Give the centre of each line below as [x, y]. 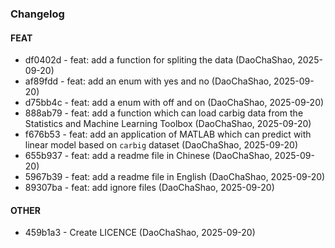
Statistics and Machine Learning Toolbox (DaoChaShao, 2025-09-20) [168, 124]
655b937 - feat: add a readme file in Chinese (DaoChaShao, [148, 156]
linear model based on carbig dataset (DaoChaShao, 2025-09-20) [161, 145]
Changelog [37, 14]
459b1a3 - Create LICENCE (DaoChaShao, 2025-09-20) [140, 233]
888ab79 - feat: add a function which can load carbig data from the [164, 113]
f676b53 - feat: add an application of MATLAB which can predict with [168, 134]
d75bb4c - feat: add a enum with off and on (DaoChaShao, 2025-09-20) [174, 103]
